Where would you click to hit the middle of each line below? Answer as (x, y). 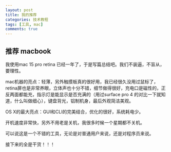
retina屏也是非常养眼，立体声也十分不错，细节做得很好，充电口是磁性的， (83, 88)
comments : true (22, 29)
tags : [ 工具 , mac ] (24, 24)
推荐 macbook (28, 51)
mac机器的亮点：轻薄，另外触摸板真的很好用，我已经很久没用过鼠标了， (82, 81)
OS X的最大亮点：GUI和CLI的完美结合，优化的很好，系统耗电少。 (74, 112)
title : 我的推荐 (21, 15)
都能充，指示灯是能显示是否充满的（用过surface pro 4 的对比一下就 (90, 94)
